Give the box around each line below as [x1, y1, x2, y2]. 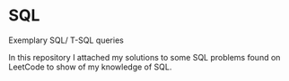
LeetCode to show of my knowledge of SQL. [8, 61, 172, 72]
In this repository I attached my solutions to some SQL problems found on [8, 52, 281, 62]
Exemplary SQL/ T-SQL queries [8, 35, 125, 45]
